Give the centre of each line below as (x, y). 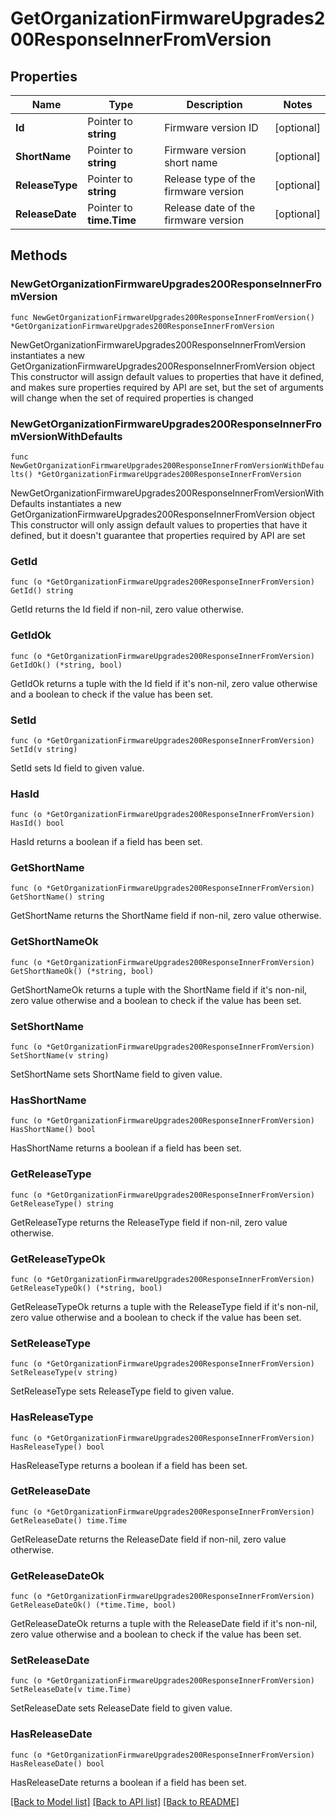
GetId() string (42, 591)
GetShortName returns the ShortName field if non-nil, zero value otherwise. (166, 916)
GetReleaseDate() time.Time (69, 1520)
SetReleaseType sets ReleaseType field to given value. (122, 1391)
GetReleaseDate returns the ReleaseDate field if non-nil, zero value (148, 1539)
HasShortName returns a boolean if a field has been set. (126, 1148)
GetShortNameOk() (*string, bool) (82, 971)
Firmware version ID (211, 127)
